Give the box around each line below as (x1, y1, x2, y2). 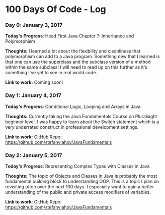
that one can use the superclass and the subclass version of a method (5, 59, 151, 65)
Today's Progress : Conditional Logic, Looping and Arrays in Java (5, 103, 141, 110)
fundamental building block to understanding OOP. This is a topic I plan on (5, 178, 159, 185)
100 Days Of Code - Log (5, 4, 107, 15)
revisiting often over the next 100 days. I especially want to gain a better (5, 184, 154, 190)
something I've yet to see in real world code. (5, 70, 97, 76)
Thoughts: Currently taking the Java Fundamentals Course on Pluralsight (5, 113, 157, 119)
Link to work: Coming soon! (5, 79, 63, 85)
